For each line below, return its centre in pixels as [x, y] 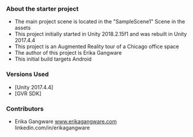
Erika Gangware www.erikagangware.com [66, 121]
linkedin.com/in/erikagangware [52, 128]
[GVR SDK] [28, 93]
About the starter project [42, 9]
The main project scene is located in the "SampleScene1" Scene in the [100, 22]
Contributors [25, 109]
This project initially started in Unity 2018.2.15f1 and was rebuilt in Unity [101, 34]
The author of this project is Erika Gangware [68, 53]
